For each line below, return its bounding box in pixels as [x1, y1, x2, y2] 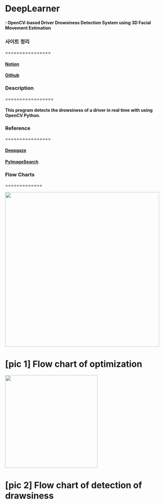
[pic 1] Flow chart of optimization [5, 359, 142, 370]
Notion [5, 61, 20, 67]
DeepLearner [5, 3, 60, 14]
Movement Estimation [5, 25, 51, 31]
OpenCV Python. [5, 112, 41, 119]
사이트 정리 [5, 38, 30, 45]
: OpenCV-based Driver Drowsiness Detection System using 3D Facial [5, 19, 151, 25]
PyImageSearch [5, 159, 38, 165]
